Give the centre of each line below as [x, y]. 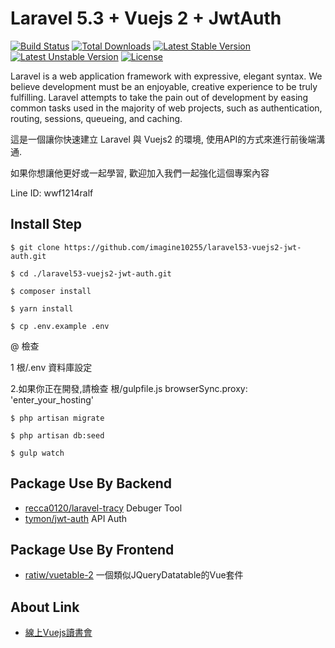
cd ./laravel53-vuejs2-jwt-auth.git [95, 273]
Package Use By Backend [91, 483]
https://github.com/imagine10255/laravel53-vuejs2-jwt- [182, 247]
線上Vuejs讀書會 [58, 633]
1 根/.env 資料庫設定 [51, 367]
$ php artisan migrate [57, 418]
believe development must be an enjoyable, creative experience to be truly [164, 86]
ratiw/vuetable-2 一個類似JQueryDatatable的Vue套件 [134, 575]
